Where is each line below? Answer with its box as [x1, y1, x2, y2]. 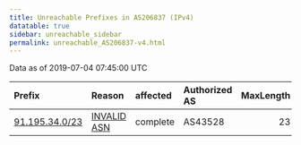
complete [134, 115, 175, 128]
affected [134, 90, 172, 102]
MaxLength [240, 90, 291, 102]
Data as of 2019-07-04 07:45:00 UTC [9, 63, 148, 73]
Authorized [183, 84, 233, 97]
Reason [90, 90, 125, 102]
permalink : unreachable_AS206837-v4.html [9, 38, 167, 47]
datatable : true [9, 21, 70, 30]
